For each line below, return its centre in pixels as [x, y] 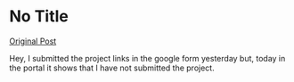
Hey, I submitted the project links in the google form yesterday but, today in [147, 58]
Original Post [33, 41]
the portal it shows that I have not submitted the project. [112, 68]
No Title [39, 16]
